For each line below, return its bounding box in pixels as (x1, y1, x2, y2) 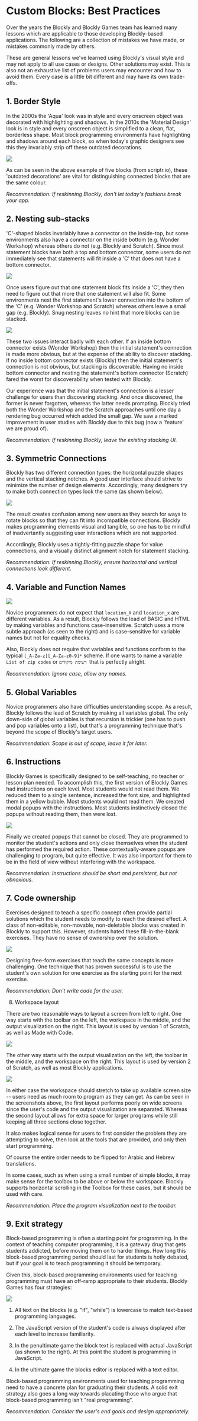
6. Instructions (6, 757, 61, 767)
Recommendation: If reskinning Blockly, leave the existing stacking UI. (6, 436, 177, 443)
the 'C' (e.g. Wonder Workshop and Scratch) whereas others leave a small (6, 302, 187, 309)
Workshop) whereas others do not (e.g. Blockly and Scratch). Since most (6, 242, 184, 249)
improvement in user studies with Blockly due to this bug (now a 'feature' (6, 418, 184, 425)
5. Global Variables (6, 687, 77, 697)
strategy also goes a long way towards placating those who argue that (6, 1390, 177, 1397)
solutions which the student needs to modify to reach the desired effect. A (6, 915, 187, 922)
